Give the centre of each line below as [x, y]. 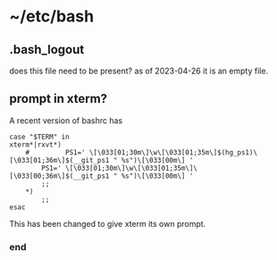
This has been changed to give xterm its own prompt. [108, 223]
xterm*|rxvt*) [36, 145]
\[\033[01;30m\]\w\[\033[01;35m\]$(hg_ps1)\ [173, 152]
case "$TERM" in [39, 137]
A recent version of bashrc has [66, 120]
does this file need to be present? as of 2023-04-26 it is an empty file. [139, 71]
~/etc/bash [52, 17]
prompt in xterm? [59, 99]
